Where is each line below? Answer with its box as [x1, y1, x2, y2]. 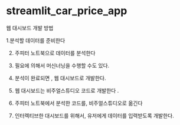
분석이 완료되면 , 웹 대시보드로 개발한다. [14, 74, 106, 81]
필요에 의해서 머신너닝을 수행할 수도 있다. [14, 62, 110, 69]
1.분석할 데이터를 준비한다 [6, 37, 66, 44]
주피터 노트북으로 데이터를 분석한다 [14, 49, 96, 57]
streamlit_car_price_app [6, 4, 127, 18]
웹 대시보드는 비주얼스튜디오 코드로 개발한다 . [14, 87, 119, 94]
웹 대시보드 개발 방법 [6, 24, 54, 31]
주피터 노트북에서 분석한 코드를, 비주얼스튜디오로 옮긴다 [14, 99, 143, 107]
